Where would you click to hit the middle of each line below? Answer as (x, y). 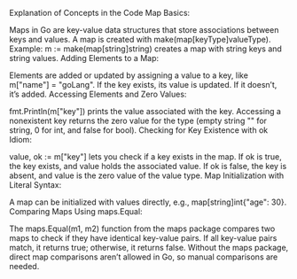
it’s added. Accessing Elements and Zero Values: (98, 94)
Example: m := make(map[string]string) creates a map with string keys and (145, 49)
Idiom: (21, 139)
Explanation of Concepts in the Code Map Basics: (100, 13)
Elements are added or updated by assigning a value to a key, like (129, 75)
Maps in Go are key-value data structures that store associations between (144, 30)
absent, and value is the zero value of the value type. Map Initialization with (147, 175)
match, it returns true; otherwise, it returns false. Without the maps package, (149, 248)
